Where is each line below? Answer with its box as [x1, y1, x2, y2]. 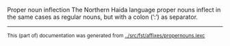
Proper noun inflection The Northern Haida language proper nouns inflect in [7, 6, 221, 14]
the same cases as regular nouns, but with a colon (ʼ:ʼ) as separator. [7, 13, 199, 21]
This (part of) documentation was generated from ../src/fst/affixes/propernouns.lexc [7, 32, 205, 39]
